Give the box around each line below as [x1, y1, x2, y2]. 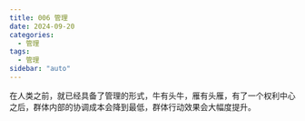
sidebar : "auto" [9, 65, 71, 74]
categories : [9, 30, 54, 39]
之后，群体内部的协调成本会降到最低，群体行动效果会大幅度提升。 [9, 101, 256, 112]
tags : [9, 47, 30, 56]
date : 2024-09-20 [9, 22, 75, 31]
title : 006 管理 [9, 13, 68, 23]
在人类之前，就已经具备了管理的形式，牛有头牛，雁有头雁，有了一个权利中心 [9, 90, 296, 101]
